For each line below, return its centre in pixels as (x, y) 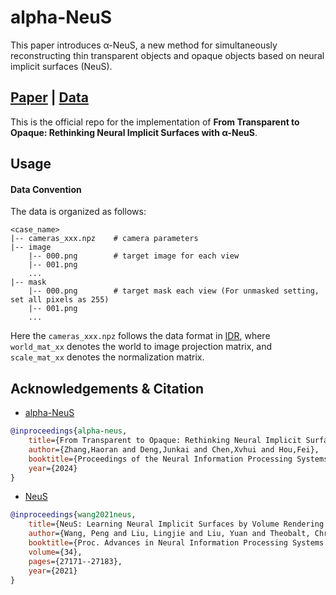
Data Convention (46, 189)
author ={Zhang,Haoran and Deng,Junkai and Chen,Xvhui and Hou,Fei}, (174, 449)
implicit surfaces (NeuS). (61, 66)
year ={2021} (53, 571)
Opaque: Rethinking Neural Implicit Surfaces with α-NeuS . (134, 132)
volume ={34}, (55, 552)
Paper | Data (49, 97)
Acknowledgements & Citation (107, 388)
